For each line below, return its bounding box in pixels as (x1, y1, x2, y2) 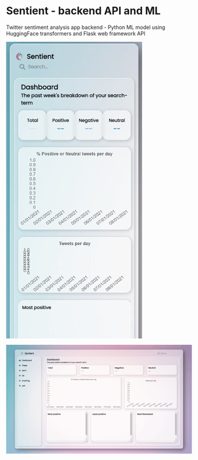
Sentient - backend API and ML (6, 4, 161, 18)
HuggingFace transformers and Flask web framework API (6, 30, 146, 37)
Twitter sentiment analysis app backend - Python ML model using (6, 24, 166, 31)
